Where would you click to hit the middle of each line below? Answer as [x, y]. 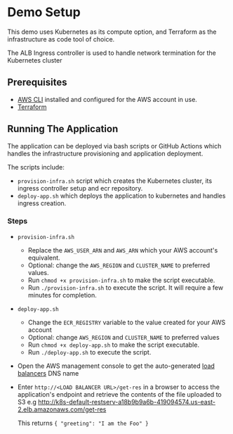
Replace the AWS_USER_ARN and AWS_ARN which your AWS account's [123, 250]
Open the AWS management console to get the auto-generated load [116, 366]
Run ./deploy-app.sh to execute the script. [89, 352]
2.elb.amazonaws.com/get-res [62, 409]
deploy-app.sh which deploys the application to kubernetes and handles [121, 196]
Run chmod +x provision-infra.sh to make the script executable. [121, 280]
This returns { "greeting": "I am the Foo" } [83, 423]
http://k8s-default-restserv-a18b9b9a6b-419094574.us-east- [127, 402]
